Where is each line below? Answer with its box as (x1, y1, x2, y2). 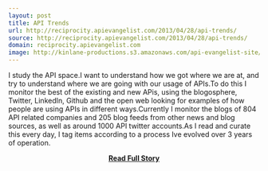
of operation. (8, 138, 51, 147)
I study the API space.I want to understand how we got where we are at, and (8, 71, 259, 80)
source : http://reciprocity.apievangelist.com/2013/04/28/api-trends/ (8, 33, 248, 42)
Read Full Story (108, 154, 160, 163)
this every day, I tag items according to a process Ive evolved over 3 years (8, 130, 253, 139)
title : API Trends (8, 19, 69, 27)
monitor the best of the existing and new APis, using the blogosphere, (8, 87, 238, 96)
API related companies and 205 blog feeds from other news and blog (8, 113, 235, 122)
